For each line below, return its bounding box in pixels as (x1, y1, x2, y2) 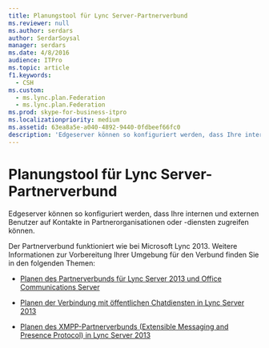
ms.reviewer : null (8, 19, 70, 27)
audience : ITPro (8, 57, 62, 65)
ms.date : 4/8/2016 (8, 49, 70, 57)
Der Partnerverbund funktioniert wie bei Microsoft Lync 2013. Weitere (8, 241, 238, 250)
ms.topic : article (8, 64, 70, 72)
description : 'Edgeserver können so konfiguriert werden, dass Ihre (8, 130, 242, 138)
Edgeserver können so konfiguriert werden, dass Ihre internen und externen (8, 209, 259, 218)
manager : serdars (8, 42, 66, 50)
